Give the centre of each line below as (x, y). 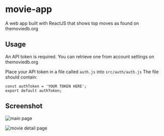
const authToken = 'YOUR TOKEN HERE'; (46, 86)
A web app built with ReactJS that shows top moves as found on (72, 23)
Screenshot (24, 106)
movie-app (29, 9)
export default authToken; (34, 91)
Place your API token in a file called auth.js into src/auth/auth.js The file (82, 72)
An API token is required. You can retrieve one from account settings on (80, 56)
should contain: (21, 77)
